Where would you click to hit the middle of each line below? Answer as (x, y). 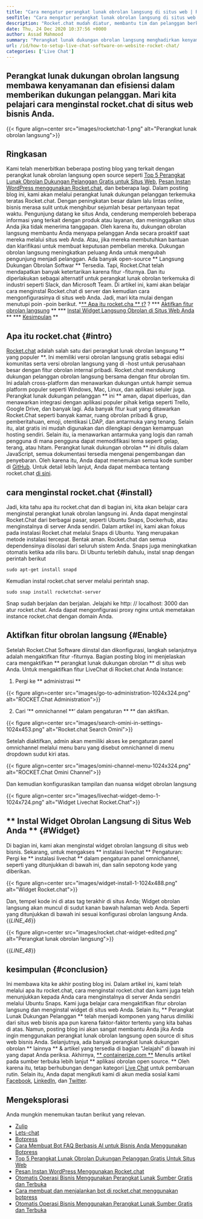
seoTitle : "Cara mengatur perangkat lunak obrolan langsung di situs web (101, 18)
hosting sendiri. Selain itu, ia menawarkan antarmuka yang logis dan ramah (100, 435)
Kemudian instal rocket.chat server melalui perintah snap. (78, 581)
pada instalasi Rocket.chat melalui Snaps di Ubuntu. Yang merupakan (92, 533)
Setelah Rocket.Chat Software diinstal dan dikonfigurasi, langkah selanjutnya (101, 650)
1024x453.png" (26, 729)
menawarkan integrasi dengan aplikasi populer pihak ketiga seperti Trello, (98, 402)
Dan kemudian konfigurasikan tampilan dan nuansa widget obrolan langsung (101, 784)
